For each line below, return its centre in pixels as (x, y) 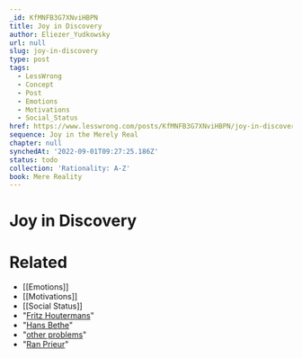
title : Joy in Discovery (56, 26)
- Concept (36, 85)
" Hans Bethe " (48, 326)
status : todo (34, 160)
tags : (19, 68)
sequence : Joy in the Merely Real (74, 135)
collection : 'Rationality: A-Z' (70, 168)
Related (38, 262)
